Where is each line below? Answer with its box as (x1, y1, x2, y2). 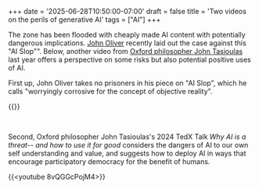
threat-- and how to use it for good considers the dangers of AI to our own (8, 141, 249, 149)
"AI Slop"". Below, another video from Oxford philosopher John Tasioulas (8, 47, 243, 55)
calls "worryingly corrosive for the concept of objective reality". (8, 87, 213, 96)
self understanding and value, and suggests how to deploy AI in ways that (8, 148, 246, 158)
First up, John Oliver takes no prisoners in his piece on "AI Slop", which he (8, 78, 247, 87)
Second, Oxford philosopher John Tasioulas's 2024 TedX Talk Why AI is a (8, 132, 246, 141)
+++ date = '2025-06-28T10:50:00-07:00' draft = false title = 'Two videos (8, 7, 246, 16)
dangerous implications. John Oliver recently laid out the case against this (8, 38, 246, 48)
